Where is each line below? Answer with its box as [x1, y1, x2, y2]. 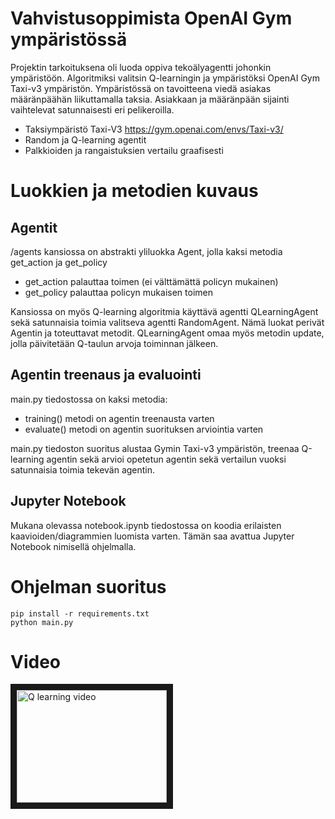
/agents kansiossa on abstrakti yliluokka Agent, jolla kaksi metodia [10, 245, 283, 257]
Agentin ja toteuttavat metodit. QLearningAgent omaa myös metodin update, [10, 327, 325, 339]
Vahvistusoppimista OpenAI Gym [10, 7, 293, 30]
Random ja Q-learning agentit [24, 133, 147, 146]
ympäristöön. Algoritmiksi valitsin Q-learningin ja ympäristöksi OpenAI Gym [10, 72, 320, 84]
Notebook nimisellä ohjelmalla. [10, 540, 137, 552]
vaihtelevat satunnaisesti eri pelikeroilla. [10, 103, 175, 116]
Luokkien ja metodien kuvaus [10, 180, 259, 202]
